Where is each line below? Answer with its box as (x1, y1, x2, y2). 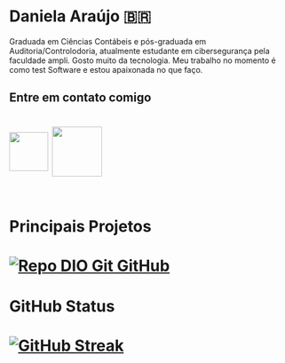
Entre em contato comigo (9, 91, 152, 106)
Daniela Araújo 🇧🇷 (9, 6, 152, 27)
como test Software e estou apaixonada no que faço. (9, 64, 203, 75)
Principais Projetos (9, 216, 152, 236)
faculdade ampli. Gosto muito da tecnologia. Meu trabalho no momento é (9, 55, 277, 66)
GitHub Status (9, 296, 115, 317)
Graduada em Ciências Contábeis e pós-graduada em (9, 36, 207, 46)
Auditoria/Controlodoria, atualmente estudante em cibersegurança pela (9, 45, 271, 56)
